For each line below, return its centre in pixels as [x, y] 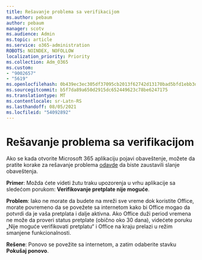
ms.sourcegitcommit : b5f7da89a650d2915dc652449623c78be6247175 [87, 90]
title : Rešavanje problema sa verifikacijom [63, 12]
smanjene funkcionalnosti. [39, 233]
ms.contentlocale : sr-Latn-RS [44, 101]
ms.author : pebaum [29, 17]
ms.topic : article [29, 40]
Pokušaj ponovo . [28, 251]
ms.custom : [20, 68]
